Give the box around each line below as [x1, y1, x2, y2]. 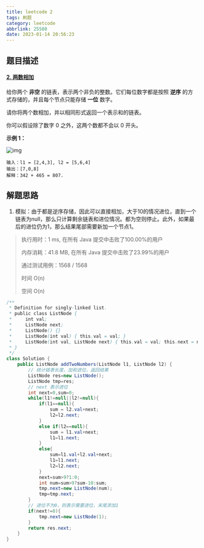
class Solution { [6, 356, 50, 362]
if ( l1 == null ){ [38, 401, 75, 407]
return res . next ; [28, 525, 72, 531]
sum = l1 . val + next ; [49, 429, 99, 435]
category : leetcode [6, 20, 56, 26]
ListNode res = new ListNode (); [28, 373, 104, 379]
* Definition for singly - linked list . [8, 305, 107, 311]
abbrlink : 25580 [6, 25, 47, 32]
